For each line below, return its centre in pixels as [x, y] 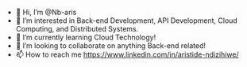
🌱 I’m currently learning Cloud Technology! [86, 37]
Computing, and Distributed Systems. [77, 29]
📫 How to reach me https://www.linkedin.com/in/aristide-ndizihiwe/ [127, 54]
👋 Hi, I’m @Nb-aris [46, 12]
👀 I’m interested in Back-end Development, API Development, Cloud [127, 20]
